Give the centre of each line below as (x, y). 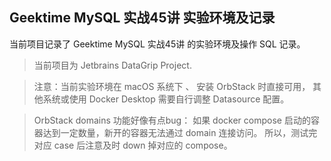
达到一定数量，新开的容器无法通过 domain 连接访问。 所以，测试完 (180, 132)
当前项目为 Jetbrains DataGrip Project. (112, 65)
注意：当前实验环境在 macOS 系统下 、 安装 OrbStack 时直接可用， (172, 86)
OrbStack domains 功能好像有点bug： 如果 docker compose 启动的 (172, 120)
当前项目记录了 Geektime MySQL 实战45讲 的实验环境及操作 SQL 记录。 (157, 44)
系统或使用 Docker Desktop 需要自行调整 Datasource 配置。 (166, 99)
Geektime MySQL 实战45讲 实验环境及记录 (142, 18)
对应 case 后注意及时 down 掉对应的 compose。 (133, 145)
